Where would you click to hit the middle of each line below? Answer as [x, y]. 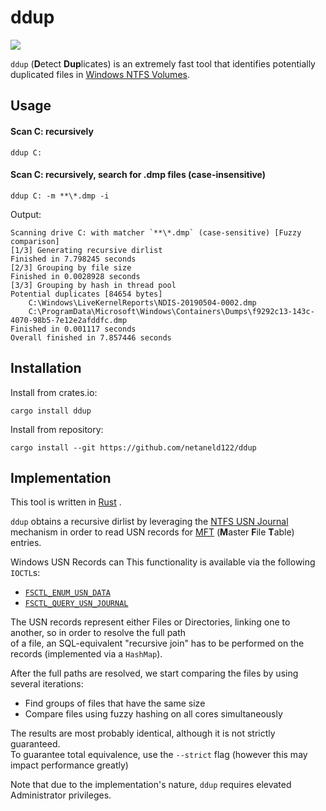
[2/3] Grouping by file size [71, 267]
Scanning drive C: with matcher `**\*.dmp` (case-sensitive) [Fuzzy [156, 232]
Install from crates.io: [54, 392]
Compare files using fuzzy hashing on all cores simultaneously [153, 714]
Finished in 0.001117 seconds [73, 329]
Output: [26, 214]
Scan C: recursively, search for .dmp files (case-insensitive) [138, 175]
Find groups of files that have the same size [115, 703]
